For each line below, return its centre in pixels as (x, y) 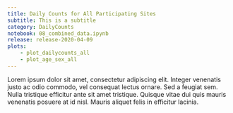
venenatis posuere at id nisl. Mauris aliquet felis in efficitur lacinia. (103, 102)
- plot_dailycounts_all (55, 53)
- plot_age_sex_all (49, 60)
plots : (17, 46)
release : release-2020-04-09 (50, 40)
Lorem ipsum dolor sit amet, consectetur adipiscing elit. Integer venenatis (114, 79)
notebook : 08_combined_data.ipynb (58, 33)
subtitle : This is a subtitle (52, 20)
